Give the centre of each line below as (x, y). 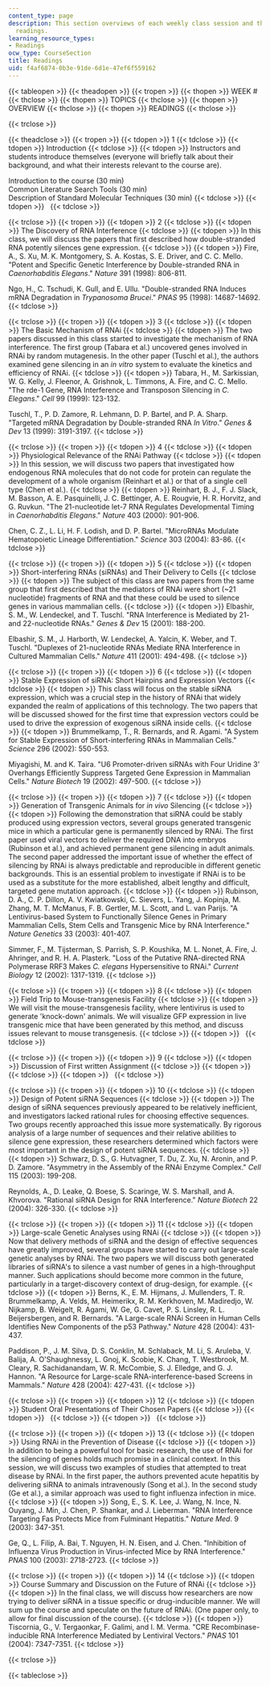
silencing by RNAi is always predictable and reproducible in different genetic (135, 865)
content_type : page (41, 16)
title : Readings (35, 61)
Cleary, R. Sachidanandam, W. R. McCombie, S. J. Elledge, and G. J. (121, 1367)
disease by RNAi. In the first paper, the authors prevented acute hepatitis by (134, 1476)
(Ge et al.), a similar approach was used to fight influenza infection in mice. (132, 1493)
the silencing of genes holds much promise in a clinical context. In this (125, 1458)
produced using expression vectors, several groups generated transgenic (130, 823)
